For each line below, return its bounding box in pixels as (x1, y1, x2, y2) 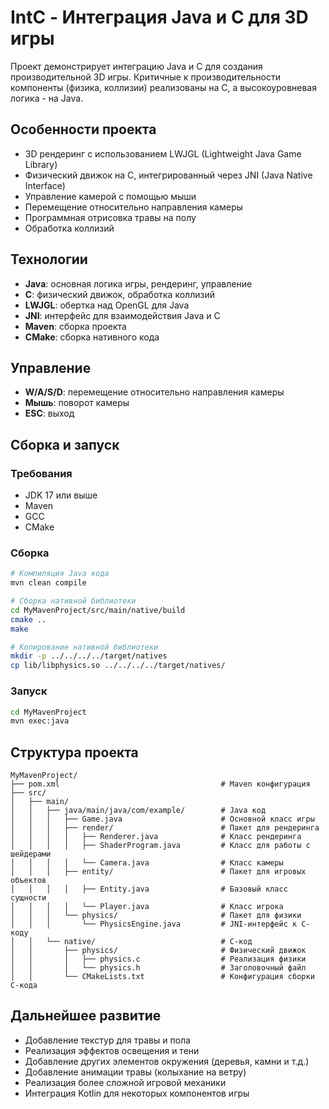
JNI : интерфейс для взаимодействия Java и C (24, 309, 221, 321)
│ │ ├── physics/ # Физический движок (10, 946, 307, 956)
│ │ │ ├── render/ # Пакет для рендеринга (10, 823, 320, 833)
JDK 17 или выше (24, 489, 98, 501)
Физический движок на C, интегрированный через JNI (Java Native (24, 169, 313, 181)
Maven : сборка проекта (24, 320, 127, 332)
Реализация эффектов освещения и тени (24, 1044, 200, 1056)
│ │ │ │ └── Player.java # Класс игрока (10, 902, 284, 912)
